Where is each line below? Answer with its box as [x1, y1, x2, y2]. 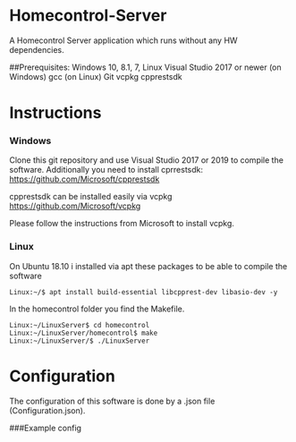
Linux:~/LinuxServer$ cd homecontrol [9, 320, 150, 329]
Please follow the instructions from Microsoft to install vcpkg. [9, 218, 235, 229]
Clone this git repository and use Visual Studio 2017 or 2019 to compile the [9, 155, 284, 166]
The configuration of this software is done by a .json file [9, 395, 216, 406]
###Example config [9, 422, 82, 433]
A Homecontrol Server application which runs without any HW [9, 35, 239, 46]
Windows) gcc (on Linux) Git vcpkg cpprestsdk [9, 71, 182, 81]
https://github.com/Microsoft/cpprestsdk [9, 174, 160, 184]
